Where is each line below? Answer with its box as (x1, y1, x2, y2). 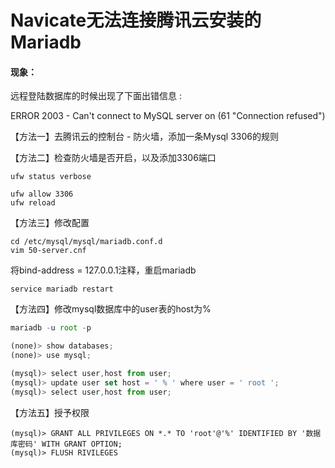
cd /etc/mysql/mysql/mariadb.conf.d (10, 237, 163, 247)
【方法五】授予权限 (10, 406, 90, 418)
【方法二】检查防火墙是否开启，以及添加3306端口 (10, 152, 217, 164)
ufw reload (10, 198, 56, 208)
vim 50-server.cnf (10, 246, 87, 256)
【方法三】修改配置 (10, 217, 90, 229)
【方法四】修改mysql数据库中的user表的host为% (10, 303, 212, 315)
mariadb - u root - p (10, 323, 92, 333)
